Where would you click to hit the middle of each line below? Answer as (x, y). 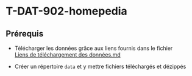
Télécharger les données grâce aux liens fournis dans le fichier (94, 48)
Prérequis (25, 34)
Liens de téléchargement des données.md (67, 55)
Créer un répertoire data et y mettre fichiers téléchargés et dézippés (100, 66)
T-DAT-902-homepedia (66, 11)
